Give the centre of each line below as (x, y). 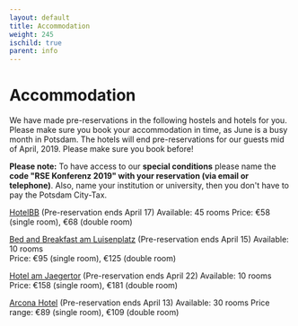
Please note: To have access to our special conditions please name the (143, 166)
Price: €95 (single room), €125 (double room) (93, 259)
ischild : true (36, 43)
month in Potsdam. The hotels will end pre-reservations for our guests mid (147, 139)
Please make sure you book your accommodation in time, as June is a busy (149, 130)
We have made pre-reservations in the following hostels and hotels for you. (148, 120)
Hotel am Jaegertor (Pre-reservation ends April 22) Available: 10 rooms (140, 276)
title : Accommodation (50, 26)
